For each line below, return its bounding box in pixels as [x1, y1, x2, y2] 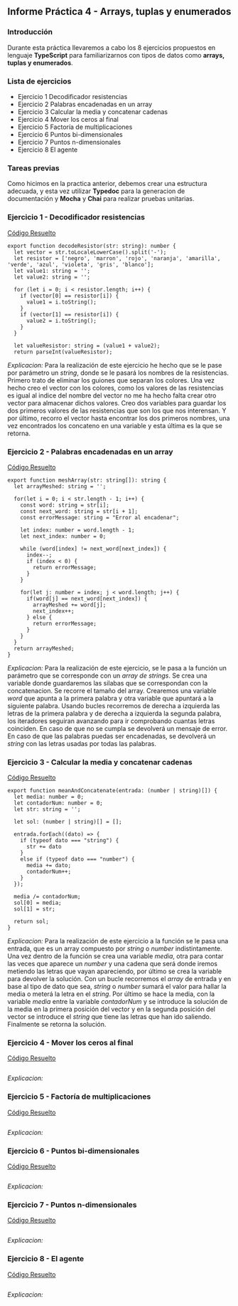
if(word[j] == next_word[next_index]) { [26, 595, 148, 602]
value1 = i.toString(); [26, 299, 97, 306]
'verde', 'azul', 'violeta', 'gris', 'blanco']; [7, 261, 154, 268]
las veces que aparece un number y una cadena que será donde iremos [7, 960, 218, 968]
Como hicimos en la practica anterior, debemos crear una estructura [7, 180, 207, 188]
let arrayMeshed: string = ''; [13, 482, 107, 490]
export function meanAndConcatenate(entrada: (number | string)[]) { [7, 787, 218, 794]
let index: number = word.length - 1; [20, 527, 135, 534]
